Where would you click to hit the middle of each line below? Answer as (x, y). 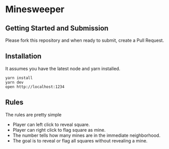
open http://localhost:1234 (35, 87)
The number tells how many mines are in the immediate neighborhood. (87, 135)
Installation (23, 56)
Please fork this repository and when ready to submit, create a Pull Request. (84, 40)
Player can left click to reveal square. (51, 124)
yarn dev (14, 82)
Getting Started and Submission (57, 28)
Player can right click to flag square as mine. (59, 130)
